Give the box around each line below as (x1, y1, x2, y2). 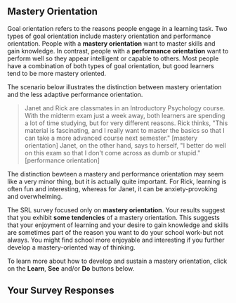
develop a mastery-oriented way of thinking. (7, 243, 136, 252)
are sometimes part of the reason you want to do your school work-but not (7, 228, 223, 236)
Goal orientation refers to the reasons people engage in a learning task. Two (7, 24, 228, 32)
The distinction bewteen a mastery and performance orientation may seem (7, 169, 224, 178)
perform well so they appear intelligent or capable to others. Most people (7, 54, 219, 63)
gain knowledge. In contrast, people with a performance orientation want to (7, 46, 229, 55)
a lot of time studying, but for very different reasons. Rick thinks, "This (24, 119, 228, 127)
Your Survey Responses (7, 285, 114, 297)
